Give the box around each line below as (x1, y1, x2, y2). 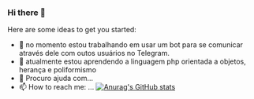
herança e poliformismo (18, 65, 96, 75)
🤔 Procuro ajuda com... (18, 74, 94, 83)
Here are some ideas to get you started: (7, 25, 137, 35)
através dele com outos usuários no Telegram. (18, 49, 170, 58)
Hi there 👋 (7, 7, 47, 18)
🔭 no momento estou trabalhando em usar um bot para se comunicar (18, 40, 244, 49)
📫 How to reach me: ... (18, 82, 95, 92)
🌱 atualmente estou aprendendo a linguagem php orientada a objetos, (18, 57, 246, 66)
